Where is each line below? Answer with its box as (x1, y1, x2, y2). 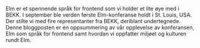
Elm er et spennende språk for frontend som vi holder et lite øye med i (5, 5, 180, 12)
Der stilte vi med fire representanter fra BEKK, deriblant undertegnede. (5, 18, 181, 24)
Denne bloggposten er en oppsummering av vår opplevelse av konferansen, (5, 24, 195, 31)
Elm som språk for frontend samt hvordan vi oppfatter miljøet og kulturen (5, 30, 187, 37)
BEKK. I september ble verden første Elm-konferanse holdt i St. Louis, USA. (5, 11, 192, 18)
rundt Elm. (5, 37, 31, 43)
